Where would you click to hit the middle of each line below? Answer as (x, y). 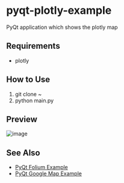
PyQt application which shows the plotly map (62, 27)
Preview (22, 119)
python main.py (34, 101)
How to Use (28, 80)
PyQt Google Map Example (48, 174)
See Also (23, 153)
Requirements (33, 46)
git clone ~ (28, 94)
